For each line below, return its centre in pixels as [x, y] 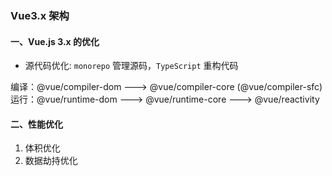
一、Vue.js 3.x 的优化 [55, 41]
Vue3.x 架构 [40, 15]
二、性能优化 [36, 124]
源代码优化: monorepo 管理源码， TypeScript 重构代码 [131, 66]
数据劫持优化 [51, 161]
